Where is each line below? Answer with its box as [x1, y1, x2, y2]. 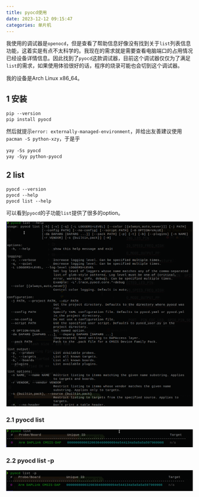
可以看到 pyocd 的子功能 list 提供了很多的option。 [6, 210, 124, 216]
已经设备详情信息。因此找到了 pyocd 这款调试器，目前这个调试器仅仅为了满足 [6, 55, 191, 62]
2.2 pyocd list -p [6, 457, 54, 465]
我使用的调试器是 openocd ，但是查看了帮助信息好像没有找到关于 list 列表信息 [6, 40, 191, 47]
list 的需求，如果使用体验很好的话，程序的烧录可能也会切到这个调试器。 [6, 62, 183, 69]
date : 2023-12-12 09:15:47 [6, 15, 73, 22]
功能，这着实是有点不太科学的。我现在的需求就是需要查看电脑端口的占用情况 [6, 48, 193, 55]
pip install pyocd [6, 116, 52, 123]
